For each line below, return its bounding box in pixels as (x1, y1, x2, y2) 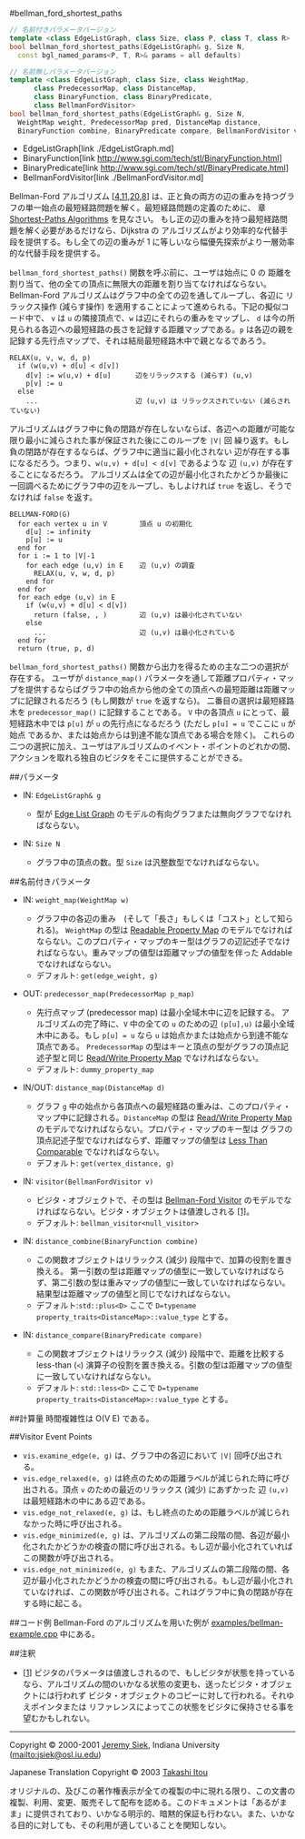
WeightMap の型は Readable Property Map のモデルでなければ (64, 924, 293, 935)
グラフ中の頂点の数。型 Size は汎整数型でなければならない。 (35, 856, 265, 867)
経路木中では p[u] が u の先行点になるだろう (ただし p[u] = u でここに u (16, 718, 286, 729)
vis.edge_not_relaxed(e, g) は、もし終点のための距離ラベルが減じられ (22, 1506, 290, 1518)
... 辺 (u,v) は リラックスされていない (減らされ (25, 396, 290, 406)
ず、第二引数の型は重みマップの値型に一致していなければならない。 (35, 1277, 290, 1288)
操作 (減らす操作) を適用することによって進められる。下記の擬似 (40, 300, 281, 312)
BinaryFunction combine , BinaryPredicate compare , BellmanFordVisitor (17, 126, 290, 136)
